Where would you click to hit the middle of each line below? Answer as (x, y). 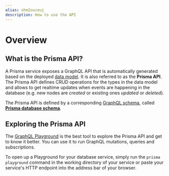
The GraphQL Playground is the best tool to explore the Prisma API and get (84, 136)
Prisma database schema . (33, 108)
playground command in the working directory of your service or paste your (84, 162)
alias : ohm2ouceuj (25, 10)
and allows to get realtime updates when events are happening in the (78, 87)
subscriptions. (20, 147)
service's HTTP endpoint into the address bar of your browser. (71, 168)
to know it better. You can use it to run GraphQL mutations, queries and (80, 142)
